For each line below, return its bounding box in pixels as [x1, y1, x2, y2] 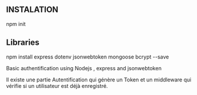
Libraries [6, 38, 40, 48]
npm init [6, 20, 26, 27]
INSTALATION [6, 5, 59, 15]
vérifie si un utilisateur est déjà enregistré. [6, 82, 108, 89]
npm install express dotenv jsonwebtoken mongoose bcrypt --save [6, 53, 169, 60]
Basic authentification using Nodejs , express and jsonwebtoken [6, 64, 162, 71]
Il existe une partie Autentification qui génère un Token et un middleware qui [6, 76, 192, 83]
